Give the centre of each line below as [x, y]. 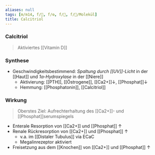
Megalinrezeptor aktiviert [46, 142]
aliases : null [20, 10]
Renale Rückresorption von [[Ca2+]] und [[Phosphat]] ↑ [70, 131]
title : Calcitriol [24, 19]
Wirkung [16, 100]
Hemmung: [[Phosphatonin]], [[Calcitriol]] [63, 87]
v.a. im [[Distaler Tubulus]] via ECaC [57, 137]
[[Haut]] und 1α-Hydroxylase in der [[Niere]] [58, 76]
